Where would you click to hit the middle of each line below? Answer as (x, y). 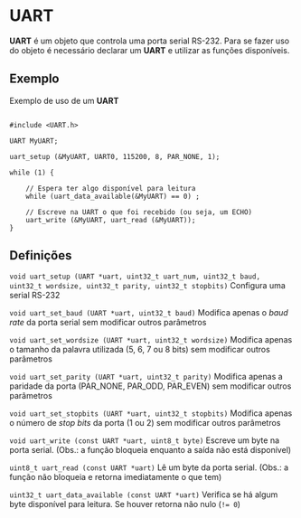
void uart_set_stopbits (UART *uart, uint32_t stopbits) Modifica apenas (151, 413)
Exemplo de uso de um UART (64, 100)
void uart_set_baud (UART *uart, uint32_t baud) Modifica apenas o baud (149, 312)
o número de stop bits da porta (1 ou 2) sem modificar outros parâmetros (145, 422)
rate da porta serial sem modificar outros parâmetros (108, 322)
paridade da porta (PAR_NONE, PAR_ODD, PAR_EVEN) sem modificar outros (150, 386)
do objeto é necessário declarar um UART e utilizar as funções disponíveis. (150, 50)
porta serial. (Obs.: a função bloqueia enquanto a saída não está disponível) (150, 449)
